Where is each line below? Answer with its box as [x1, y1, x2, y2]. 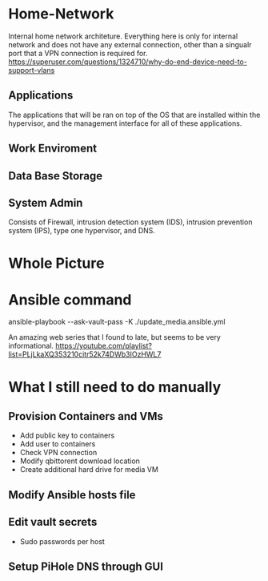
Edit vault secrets [8, 515, 98, 529]
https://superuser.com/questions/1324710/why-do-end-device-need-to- [8, 57, 248, 67]
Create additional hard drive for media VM [19, 465, 158, 474]
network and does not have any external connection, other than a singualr [8, 39, 252, 49]
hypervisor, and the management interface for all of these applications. [8, 118, 242, 128]
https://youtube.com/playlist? [55, 341, 152, 351]
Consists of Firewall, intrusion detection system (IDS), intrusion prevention [8, 217, 253, 227]
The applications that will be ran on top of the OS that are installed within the [8, 110, 261, 119]
